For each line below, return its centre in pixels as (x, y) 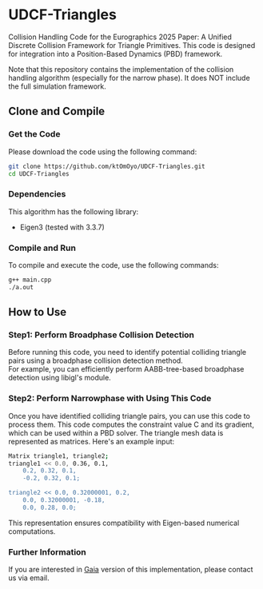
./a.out (21, 287)
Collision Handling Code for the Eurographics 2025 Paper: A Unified (120, 37)
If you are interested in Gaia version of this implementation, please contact (131, 570)
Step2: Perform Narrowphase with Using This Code (110, 399)
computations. (32, 531)
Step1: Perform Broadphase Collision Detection (101, 335)
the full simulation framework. (57, 86)
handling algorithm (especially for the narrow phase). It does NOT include (129, 78)
